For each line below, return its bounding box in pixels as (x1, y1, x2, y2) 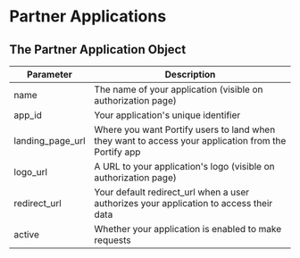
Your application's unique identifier (94, 109, 241, 121)
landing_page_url (13, 135, 87, 146)
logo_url (13, 166, 47, 178)
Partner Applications (9, 6, 167, 27)
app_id (13, 109, 43, 121)
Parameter (26, 69, 73, 80)
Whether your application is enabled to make (94, 223, 282, 235)
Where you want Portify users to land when (94, 123, 276, 136)
